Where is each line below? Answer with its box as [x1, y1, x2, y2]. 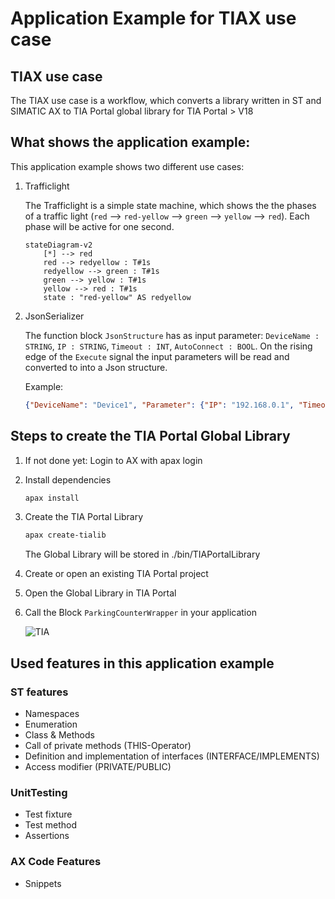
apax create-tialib [24, 530, 107, 541]
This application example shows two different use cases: [10, 160, 245, 172]
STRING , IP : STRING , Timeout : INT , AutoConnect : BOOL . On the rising [24, 340, 313, 352]
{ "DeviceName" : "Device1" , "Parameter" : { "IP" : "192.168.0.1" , [24, 400, 295, 410]
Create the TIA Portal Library [24, 511, 144, 523]
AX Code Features [10, 855, 102, 869]
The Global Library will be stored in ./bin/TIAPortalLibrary [24, 548, 261, 561]
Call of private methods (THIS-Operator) [24, 739, 192, 751]
